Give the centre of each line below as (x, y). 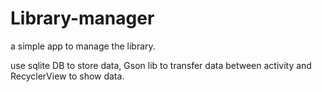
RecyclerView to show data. (67, 76)
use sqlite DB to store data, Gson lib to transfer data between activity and (161, 65)
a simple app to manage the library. (83, 46)
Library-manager (82, 18)
